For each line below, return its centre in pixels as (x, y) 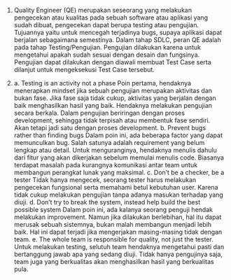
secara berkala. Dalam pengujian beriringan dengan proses (99, 113)
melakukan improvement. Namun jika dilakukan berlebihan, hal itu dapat (118, 217)
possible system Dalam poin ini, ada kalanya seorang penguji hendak (113, 210)
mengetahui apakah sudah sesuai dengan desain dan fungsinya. (107, 55)
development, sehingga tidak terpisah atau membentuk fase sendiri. (112, 120)
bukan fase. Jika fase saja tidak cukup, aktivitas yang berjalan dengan (115, 98)
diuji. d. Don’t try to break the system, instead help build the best (107, 202)
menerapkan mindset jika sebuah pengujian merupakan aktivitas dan (113, 91)
